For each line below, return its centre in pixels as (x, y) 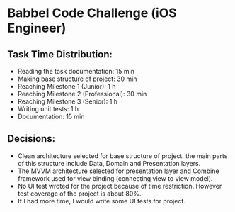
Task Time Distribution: (60, 54)
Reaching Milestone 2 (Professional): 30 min (82, 94)
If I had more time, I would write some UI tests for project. (102, 201)
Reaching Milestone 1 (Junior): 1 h (67, 86)
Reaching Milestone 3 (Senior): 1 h (68, 101)
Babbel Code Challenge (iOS (92, 13)
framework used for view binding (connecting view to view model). (115, 178)
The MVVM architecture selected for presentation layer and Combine (118, 171)
